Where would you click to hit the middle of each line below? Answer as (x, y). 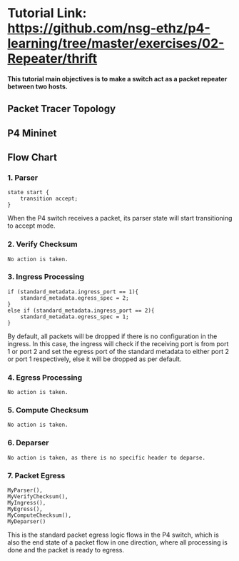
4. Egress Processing (45, 378)
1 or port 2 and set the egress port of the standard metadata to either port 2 (118, 351)
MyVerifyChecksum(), (38, 497)
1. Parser (23, 178)
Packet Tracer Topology (62, 109)
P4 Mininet (32, 133)
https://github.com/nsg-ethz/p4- (109, 28)
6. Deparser (28, 443)
